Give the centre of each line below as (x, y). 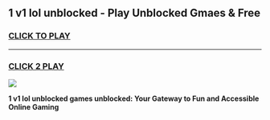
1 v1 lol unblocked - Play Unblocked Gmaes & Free (135, 13)
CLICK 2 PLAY (36, 66)
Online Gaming (34, 106)
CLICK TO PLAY (39, 36)
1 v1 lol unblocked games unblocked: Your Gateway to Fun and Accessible (134, 98)
